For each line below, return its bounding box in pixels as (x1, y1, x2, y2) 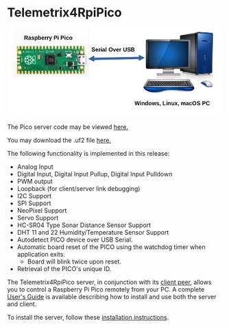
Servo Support (16, 214, 59, 222)
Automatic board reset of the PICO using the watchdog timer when (16, 243, 206, 251)
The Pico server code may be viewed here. (7, 123, 129, 131)
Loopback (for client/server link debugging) (16, 185, 141, 193)
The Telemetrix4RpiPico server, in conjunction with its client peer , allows (7, 278, 212, 286)
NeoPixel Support (16, 207, 67, 215)
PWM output (16, 177, 53, 186)
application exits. (16, 250, 65, 259)
